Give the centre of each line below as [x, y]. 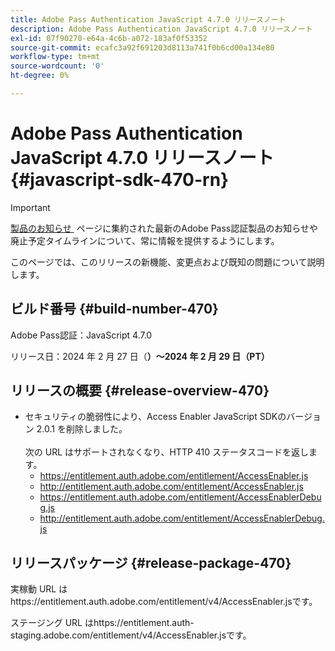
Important [30, 207]
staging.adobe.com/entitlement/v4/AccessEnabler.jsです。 [131, 635]
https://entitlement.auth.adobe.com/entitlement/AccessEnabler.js [174, 476]
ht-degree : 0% [40, 76]
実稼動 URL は [39, 589]
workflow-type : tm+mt [55, 57]
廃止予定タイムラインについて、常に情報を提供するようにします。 [145, 240]
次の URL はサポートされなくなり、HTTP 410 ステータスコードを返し [167, 452]
